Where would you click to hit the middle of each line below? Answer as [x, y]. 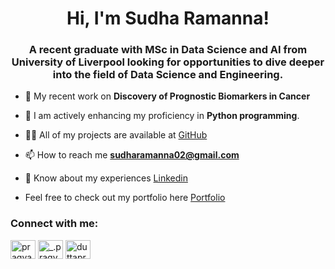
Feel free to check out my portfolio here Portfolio [125, 198]
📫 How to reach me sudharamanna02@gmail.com [132, 155]
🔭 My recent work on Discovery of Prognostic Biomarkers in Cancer [167, 96]
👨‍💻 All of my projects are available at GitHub [116, 135]
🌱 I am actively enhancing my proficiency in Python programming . [162, 116]
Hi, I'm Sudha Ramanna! [168, 18]
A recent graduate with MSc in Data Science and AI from [168, 50]
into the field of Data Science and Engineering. [168, 75]
